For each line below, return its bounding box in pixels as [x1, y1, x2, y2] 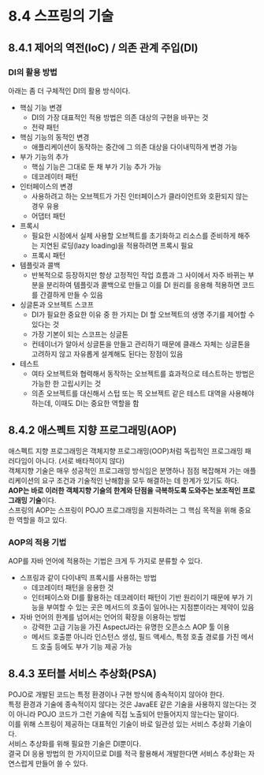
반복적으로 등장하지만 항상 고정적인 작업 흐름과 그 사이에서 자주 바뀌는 [31, 270, 247, 280]
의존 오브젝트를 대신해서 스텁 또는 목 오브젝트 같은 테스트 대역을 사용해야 [31, 388, 255, 398]
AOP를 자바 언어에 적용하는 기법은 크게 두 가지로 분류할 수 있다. [8, 556, 203, 565]
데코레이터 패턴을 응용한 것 [31, 583, 114, 592]
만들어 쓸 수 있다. [35, 758, 88, 768]
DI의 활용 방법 [8, 66, 58, 77]
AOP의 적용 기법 [8, 537, 67, 548]
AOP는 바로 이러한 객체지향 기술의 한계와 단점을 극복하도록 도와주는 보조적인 [8, 486, 241, 495]
